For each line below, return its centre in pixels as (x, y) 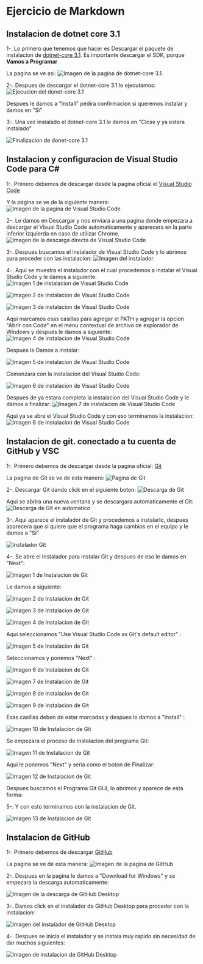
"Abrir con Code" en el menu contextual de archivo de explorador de (92, 325)
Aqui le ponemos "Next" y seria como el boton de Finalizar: (81, 764)
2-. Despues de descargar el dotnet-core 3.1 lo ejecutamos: (81, 85)
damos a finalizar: (29, 404)
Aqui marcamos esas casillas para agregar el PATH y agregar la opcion (95, 319)
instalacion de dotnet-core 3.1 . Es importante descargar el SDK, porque (95, 55)
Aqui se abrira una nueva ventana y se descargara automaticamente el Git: (100, 501)
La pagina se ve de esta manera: (47, 864)
